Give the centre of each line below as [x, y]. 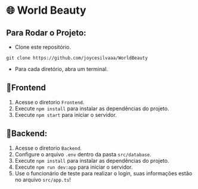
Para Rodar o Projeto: [46, 32]
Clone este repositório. [43, 47]
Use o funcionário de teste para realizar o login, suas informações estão [103, 173]
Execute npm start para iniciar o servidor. [66, 114]
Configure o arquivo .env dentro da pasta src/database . [83, 154]
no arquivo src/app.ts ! [43, 179]
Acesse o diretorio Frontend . [49, 102]
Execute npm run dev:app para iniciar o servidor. [74, 167]
